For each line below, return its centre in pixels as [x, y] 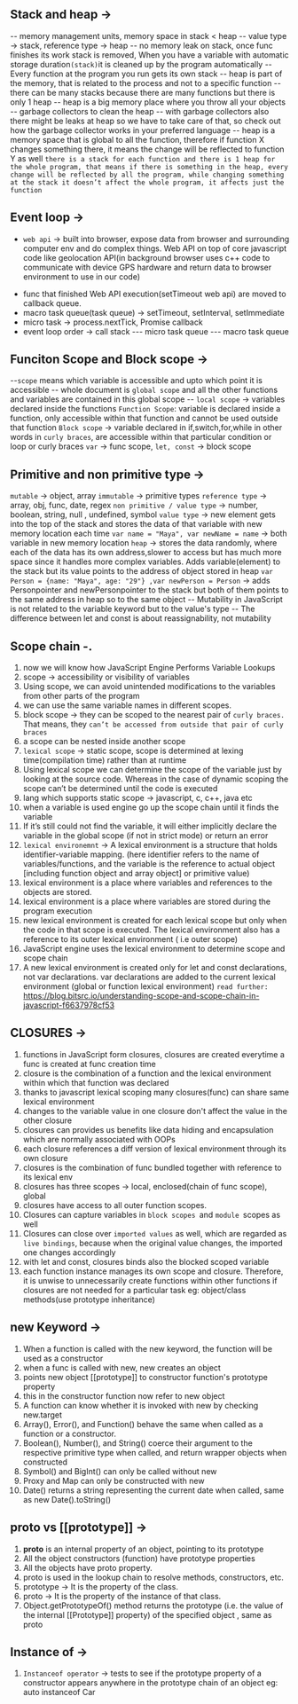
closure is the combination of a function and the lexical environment [147, 1073]
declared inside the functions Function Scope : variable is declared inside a [145, 409]
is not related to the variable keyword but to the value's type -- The [133, 609]
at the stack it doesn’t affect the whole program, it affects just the [147, 182]
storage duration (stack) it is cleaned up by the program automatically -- [141, 64]
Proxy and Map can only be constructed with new [114, 1480]
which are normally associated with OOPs [99, 1139]
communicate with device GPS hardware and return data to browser [147, 267]
